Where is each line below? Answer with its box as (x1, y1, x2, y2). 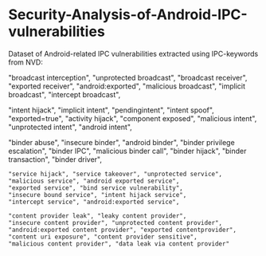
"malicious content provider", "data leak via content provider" (8, 239, 229, 248)
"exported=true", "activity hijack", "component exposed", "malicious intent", (8, 113, 257, 123)
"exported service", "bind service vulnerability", (8, 183, 183, 192)
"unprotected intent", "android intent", (8, 122, 133, 132)
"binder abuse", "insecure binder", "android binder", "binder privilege (8, 137, 235, 147)
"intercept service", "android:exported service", (8, 198, 180, 206)
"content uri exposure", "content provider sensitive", (8, 233, 198, 241)
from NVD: (8, 57, 44, 67)
